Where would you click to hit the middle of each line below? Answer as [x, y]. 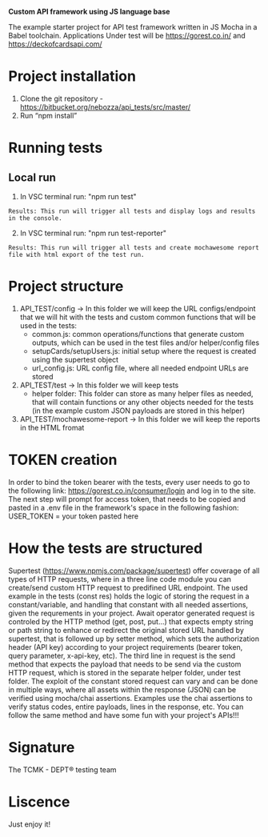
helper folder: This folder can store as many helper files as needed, [142, 393]
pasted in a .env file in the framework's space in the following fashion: [124, 507]
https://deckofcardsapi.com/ [55, 44]
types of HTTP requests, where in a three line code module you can [120, 579]
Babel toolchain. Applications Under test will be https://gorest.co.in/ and [127, 36]
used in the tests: [48, 325]
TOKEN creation [63, 460]
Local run [32, 177]
